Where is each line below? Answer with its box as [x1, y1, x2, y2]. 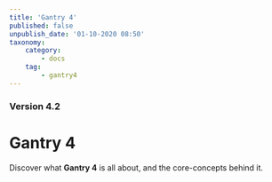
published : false [9, 21, 74, 30]
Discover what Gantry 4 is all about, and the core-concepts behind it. [9, 162, 264, 173]
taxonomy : [9, 37, 46, 47]
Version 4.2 [9, 99, 60, 112]
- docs [41, 54, 66, 63]
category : [25, 46, 62, 55]
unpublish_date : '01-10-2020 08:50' [9, 29, 145, 38]
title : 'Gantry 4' [9, 12, 77, 22]
